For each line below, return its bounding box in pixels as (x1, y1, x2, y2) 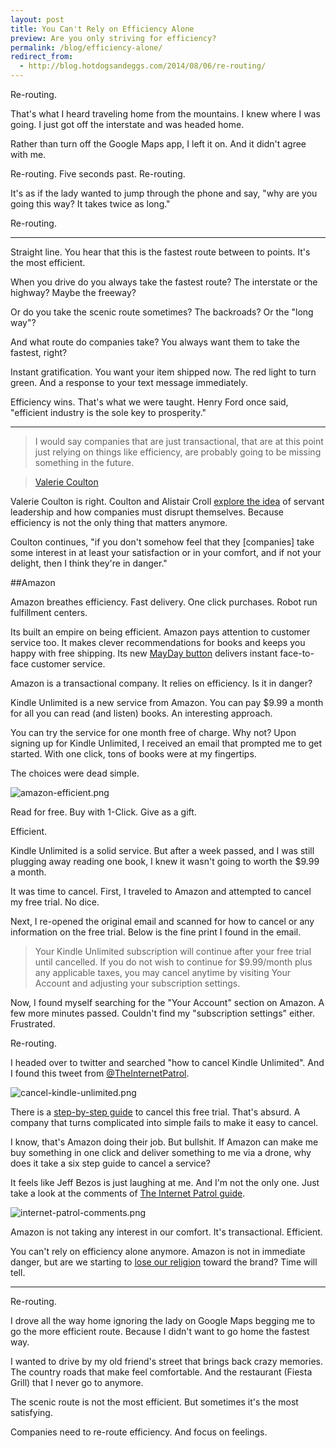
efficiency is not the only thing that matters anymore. (10, 517, 228, 528)
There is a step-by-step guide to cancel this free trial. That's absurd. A (10, 1106, 301, 1118)
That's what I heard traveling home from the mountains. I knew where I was (10, 108, 321, 120)
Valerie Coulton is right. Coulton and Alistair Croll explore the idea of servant (10, 496, 325, 507)
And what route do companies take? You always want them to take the (10, 336, 300, 348)
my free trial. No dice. (10, 896, 100, 908)
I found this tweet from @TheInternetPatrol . (10, 1067, 190, 1079)
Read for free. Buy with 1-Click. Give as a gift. (10, 806, 197, 818)
